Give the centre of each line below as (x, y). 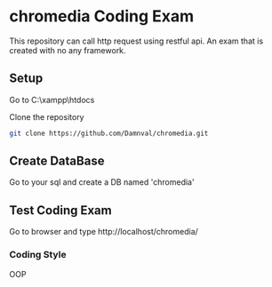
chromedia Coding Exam (102, 16)
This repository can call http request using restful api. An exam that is (136, 41)
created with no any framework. (68, 50)
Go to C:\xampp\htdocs (52, 100)
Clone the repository (47, 116)
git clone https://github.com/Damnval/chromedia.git (109, 133)
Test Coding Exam (61, 210)
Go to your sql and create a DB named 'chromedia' (102, 182)
